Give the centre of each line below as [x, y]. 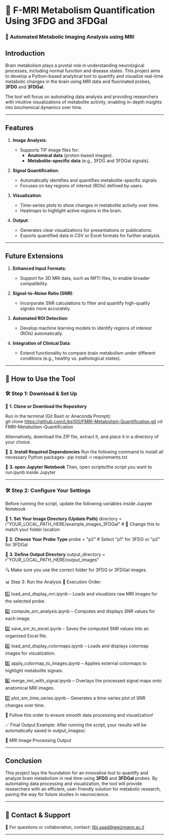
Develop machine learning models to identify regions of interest [86, 328]
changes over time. [25, 705]
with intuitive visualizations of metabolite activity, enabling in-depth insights [84, 102]
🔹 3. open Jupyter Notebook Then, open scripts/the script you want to [79, 467]
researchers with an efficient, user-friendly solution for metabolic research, [83, 789]
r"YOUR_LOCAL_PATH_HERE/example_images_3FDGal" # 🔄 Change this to [82, 524]
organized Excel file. [26, 635]
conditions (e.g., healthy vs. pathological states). [70, 358]
